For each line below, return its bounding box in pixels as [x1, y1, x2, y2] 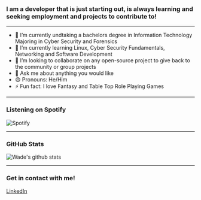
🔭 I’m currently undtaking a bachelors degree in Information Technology [14, 32, 193, 39]
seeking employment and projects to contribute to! [6, 12, 157, 20]
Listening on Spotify [6, 105, 66, 114]
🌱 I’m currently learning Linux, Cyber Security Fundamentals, [14, 44, 166, 51]
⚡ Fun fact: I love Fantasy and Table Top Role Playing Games [14, 83, 165, 90]
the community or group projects [14, 63, 97, 71]
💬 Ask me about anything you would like [14, 69, 114, 77]
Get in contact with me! [6, 174, 75, 182]
